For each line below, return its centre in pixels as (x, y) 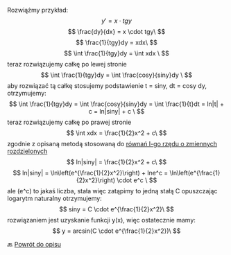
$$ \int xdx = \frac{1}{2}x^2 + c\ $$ (117, 133)
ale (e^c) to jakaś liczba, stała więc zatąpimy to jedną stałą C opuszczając (112, 191)
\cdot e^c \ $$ (137, 180)
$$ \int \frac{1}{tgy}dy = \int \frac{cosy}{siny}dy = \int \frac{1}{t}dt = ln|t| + (117, 104)
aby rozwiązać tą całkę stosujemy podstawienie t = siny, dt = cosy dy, (107, 86)
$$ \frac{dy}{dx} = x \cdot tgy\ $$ (117, 32)
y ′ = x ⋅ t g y (117, 21)
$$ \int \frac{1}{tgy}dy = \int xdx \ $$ (117, 53)
